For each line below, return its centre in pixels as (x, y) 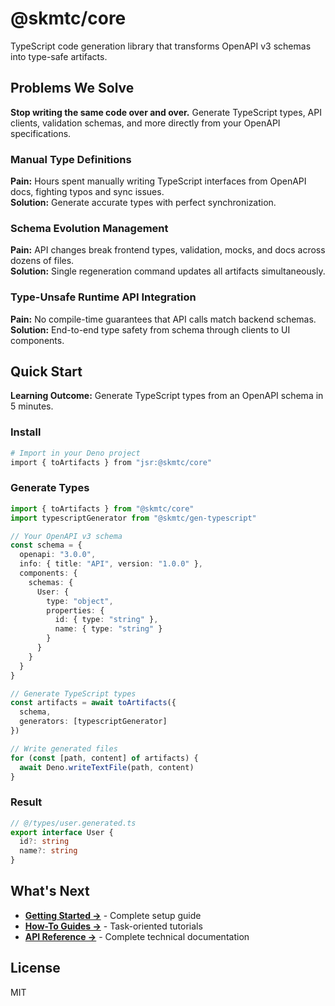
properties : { (75, 610)
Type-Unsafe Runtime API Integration (103, 297)
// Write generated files (64, 748)
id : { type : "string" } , (106, 620)
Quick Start (46, 372)
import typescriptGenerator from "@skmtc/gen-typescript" (133, 518)
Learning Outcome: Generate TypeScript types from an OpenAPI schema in (167, 396)
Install (26, 432)
